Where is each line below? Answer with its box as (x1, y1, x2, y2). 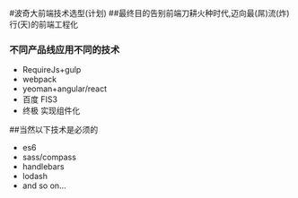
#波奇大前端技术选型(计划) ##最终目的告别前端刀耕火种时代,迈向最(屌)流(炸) (9, 8, 290, 18)
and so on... (22, 180, 66, 191)
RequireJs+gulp (22, 65, 82, 75)
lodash (22, 171, 48, 182)
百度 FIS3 (22, 94, 58, 105)
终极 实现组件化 (22, 106, 81, 116)
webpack (22, 74, 57, 85)
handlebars (22, 161, 65, 172)
